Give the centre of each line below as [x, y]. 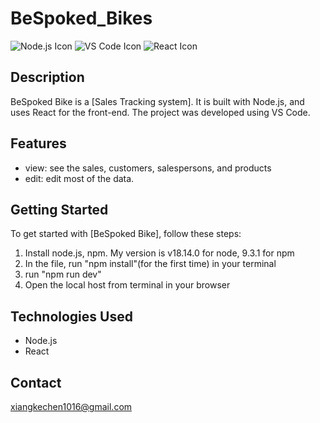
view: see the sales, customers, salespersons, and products [148, 168]
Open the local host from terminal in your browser [127, 285]
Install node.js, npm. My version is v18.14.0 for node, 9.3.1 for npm [159, 253]
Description [47, 77]
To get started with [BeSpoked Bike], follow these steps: [126, 234]
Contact [36, 382]
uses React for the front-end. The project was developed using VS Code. [160, 112]
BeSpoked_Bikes [81, 18]
